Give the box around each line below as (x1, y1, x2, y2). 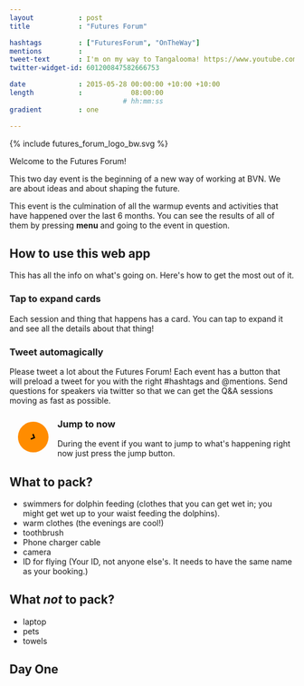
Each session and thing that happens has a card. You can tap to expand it (9, 313, 283, 324)
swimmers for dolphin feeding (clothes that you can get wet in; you (22, 498, 273, 509)
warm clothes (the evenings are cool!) (22, 518, 165, 529)
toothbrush (22, 527, 64, 538)
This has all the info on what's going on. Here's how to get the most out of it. (9, 269, 295, 281)
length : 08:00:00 (9, 88, 165, 97)
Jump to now (57, 417, 116, 430)
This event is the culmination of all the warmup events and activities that (9, 201, 279, 211)
